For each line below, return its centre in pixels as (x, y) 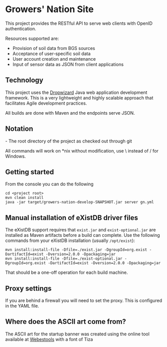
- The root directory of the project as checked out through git (69, 141)
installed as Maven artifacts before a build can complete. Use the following (82, 235)
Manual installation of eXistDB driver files (72, 217)
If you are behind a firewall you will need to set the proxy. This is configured (84, 301)
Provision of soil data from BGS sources (54, 48)
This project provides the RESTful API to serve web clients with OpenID (79, 23)
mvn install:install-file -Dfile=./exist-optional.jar (64, 259)
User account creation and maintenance (54, 59)
